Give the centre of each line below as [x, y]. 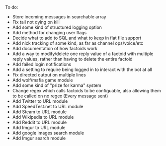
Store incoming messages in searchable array [59, 17]
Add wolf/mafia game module [42, 80]
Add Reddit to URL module [40, 122]
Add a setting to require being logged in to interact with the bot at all [82, 70]
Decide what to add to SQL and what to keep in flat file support [77, 38]
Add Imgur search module [39, 138]
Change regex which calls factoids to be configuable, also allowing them [86, 91]
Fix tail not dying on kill [36, 22]
